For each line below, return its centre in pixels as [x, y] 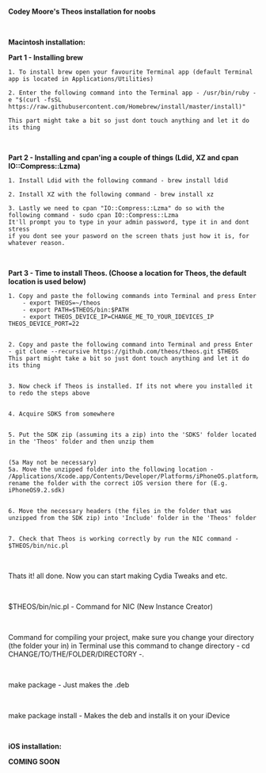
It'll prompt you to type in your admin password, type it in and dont [129, 222]
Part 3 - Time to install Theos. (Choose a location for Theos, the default [127, 273]
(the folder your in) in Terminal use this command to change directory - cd [129, 646]
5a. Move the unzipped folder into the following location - [111, 469]
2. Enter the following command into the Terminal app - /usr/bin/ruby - [133, 93]
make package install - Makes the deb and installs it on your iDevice [119, 716]
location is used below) [47, 281]
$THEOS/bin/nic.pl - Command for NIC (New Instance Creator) [111, 607]
